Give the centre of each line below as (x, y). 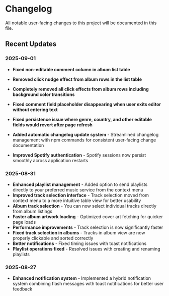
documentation (28, 145)
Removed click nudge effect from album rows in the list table (77, 79)
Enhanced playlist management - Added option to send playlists (80, 184)
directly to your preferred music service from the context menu (78, 189)
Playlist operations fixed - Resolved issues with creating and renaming (86, 249)
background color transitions (44, 94)
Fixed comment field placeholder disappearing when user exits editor (87, 104)
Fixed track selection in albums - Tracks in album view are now (79, 232)
